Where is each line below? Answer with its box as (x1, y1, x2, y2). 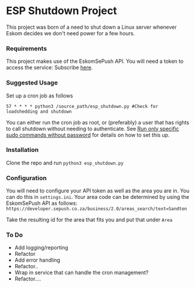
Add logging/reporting (14, 244, 69, 251)
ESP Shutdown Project (6, 4, 117, 18)
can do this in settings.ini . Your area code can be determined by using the (6, 194, 189, 201)
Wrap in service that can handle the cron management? (14, 269, 149, 276)
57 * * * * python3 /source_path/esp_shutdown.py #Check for (6, 103, 159, 109)
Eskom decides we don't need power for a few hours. (6, 29, 135, 36)
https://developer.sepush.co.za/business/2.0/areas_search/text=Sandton (6, 206, 187, 212)
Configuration (6, 174, 47, 182)
